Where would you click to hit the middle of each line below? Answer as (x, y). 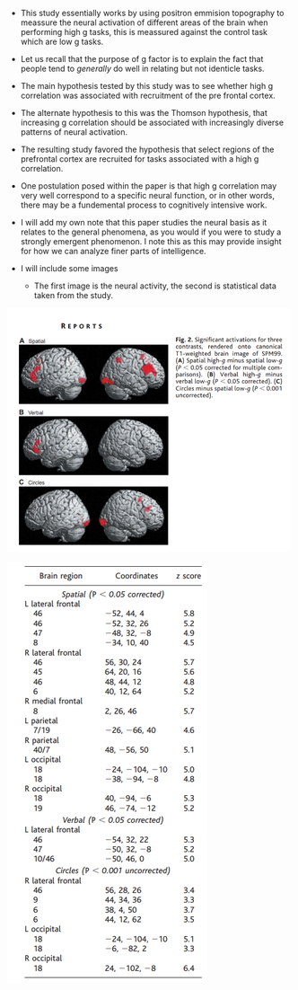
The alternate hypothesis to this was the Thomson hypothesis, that (144, 113)
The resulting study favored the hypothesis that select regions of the (147, 149)
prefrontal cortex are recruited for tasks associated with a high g (140, 159)
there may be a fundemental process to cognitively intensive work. (144, 205)
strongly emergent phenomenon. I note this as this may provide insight (151, 241)
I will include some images (69, 268)
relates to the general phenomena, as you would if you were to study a (151, 232)
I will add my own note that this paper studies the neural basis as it (144, 222)
